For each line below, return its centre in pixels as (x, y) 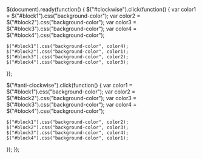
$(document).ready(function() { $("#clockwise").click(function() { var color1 (101, 9)
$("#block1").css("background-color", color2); (68, 122)
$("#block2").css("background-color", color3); (68, 127)
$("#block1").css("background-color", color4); (68, 46)
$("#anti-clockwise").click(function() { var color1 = (69, 85)
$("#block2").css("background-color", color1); (68, 52)
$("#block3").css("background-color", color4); (68, 133)
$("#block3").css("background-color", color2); (68, 57)
